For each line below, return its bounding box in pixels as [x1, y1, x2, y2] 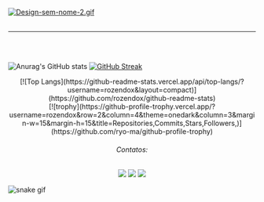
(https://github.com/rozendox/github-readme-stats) [48, 94, 216, 103]
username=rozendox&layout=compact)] [67, 85, 197, 94]
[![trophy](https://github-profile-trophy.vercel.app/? [48, 102, 216, 111]
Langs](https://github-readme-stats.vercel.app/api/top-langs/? [40, 77, 245, 86]
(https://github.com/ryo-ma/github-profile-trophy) [50, 127, 214, 136]
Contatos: [115, 145, 148, 154]
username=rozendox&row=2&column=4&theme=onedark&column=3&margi [9, 110, 255, 119]
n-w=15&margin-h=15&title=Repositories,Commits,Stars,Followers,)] [22, 118, 242, 128]
